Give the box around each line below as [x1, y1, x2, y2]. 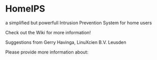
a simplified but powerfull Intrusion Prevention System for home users [5, 20, 152, 26]
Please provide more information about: [5, 49, 89, 55]
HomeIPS [5, 3, 45, 15]
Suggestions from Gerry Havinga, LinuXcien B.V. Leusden [5, 39, 126, 45]
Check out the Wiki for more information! [5, 29, 91, 35]
